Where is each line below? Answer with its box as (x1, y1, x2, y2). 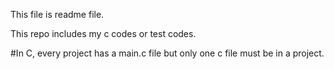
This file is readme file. (10, 9, 105, 20)
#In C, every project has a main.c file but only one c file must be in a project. (10, 47, 325, 59)
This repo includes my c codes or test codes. (10, 28, 197, 39)
